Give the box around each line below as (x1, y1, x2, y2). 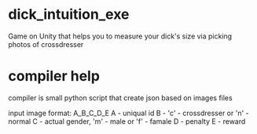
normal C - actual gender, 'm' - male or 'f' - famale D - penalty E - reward (8, 116, 246, 126)
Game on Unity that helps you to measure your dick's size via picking (8, 31, 233, 41)
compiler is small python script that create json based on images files (8, 92, 233, 103)
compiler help (8, 67, 101, 85)
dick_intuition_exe (8, 5, 130, 24)
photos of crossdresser (8, 39, 84, 49)
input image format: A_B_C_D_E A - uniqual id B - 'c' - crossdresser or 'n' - (8, 108, 249, 118)
